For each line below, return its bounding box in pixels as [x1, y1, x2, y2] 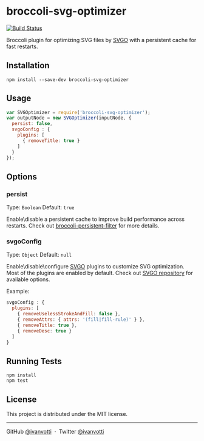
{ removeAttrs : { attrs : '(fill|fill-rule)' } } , [17, 317, 146, 323]
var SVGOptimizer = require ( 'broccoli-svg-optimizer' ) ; [6, 109, 151, 115]
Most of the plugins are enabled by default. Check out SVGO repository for [6, 270, 193, 277]
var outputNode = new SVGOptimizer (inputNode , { [6, 115, 132, 121]
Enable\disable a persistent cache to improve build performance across [6, 215, 185, 223]
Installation [6, 60, 50, 71]
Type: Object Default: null [6, 251, 72, 259]
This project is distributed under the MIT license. [6, 411, 128, 418]
